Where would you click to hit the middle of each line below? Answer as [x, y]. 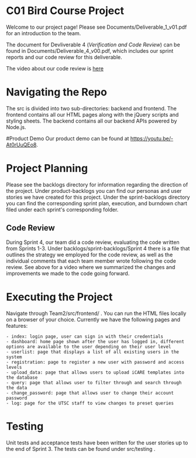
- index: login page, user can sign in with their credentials [85, 336]
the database [22, 377]
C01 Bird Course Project [65, 11]
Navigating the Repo [56, 92]
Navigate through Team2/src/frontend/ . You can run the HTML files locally [96, 313]
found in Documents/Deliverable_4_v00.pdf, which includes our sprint [90, 50]
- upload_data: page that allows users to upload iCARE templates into [95, 372]
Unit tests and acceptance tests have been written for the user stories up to [97, 442]
